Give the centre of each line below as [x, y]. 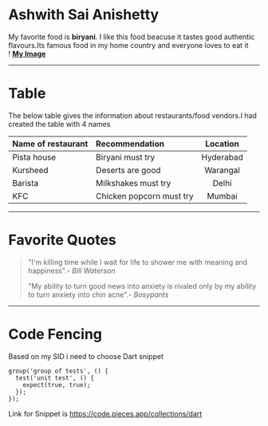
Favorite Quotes [63, 240]
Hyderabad [222, 157]
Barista [26, 183]
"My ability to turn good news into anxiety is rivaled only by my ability [142, 286]
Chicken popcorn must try [144, 195]
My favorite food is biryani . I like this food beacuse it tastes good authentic [132, 37]
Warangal [223, 170]
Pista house [34, 157]
